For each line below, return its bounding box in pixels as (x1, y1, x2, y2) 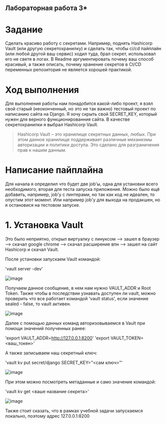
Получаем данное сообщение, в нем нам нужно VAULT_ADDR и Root (5, 285, 151, 291)
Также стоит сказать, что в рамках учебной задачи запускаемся (5, 408, 143, 414)
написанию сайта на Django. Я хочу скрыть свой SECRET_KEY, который (5, 111, 158, 117)
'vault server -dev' (5, 266, 43, 272)
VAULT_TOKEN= (110, 335, 144, 341)
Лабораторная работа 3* (5, 4, 88, 12)
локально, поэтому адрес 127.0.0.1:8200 (5, 413, 90, 419)
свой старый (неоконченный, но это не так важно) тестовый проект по (5, 106, 156, 112)
